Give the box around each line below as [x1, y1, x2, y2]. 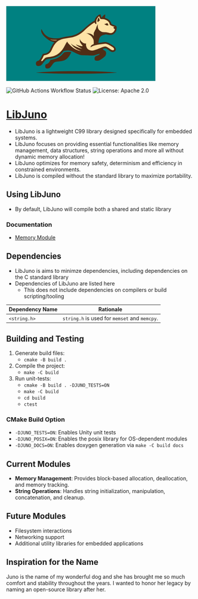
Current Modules [6, 459, 71, 469]
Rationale [98, 306, 123, 313]
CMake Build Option [6, 415, 66, 424]
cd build [23, 395, 46, 401]
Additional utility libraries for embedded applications [14, 540, 144, 547]
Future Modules [6, 511, 66, 521]
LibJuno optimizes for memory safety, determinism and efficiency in [14, 159, 182, 166]
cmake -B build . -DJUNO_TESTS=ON [23, 382, 110, 388]
